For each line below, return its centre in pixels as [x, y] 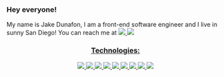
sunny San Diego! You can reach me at [62, 33]
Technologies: [115, 51]
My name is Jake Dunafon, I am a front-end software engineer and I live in [112, 25]
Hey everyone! [32, 10]
